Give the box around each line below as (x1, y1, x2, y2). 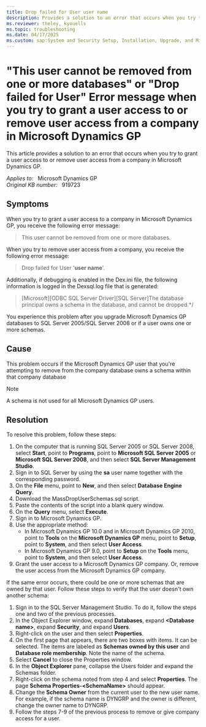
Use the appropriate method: (15, 521, 89, 529)
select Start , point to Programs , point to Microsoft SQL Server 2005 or (15, 449, 196, 457)
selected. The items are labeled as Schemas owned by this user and (15, 643, 190, 650)
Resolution (6, 414, 48, 425)
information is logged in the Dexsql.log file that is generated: (6, 282, 159, 289)
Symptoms (6, 199, 49, 210)
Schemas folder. (15, 669, 57, 677)
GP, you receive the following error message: (6, 222, 121, 229)
